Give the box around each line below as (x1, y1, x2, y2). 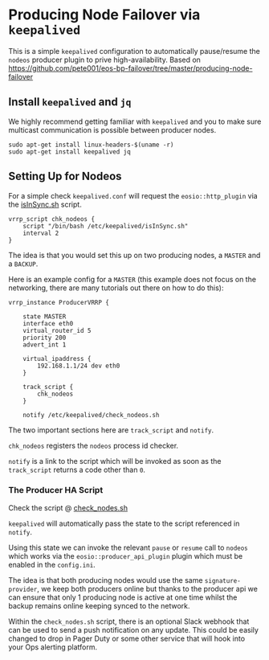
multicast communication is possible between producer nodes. (8, 125, 217, 134)
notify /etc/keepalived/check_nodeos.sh (22, 411, 160, 419)
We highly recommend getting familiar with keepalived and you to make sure (8, 117, 262, 126)
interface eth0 (22, 319, 74, 327)
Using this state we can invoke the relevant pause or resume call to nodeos (8, 543, 249, 552)
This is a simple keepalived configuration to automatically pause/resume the (8, 46, 261, 55)
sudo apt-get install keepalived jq (8, 147, 131, 156)
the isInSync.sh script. (8, 199, 82, 209)
